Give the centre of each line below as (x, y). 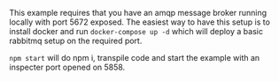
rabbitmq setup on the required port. (76, 40)
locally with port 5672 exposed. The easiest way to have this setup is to (139, 22)
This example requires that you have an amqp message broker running (138, 13)
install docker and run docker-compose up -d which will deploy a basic (136, 31)
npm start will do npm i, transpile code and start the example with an (135, 58)
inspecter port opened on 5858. (67, 67)
